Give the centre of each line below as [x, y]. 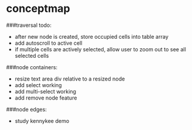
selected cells [32, 55]
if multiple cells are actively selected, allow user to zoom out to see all [100, 49]
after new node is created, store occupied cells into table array [92, 36]
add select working [38, 85]
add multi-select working [45, 91]
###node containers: [32, 67]
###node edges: [26, 109]
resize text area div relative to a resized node [70, 79]
